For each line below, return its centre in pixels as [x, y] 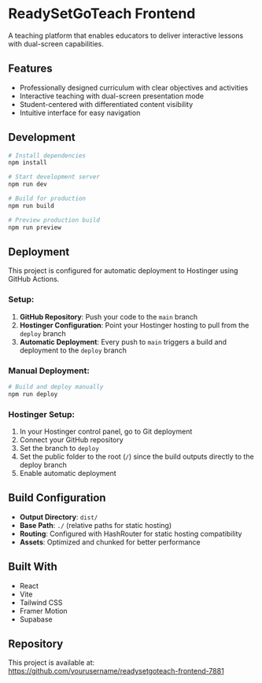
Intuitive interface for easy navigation [80, 113]
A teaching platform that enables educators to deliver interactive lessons [126, 35]
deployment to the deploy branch [73, 350]
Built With [33, 567]
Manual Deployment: [49, 371]
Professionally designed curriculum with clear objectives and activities [134, 87]
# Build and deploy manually [56, 386]
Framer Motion [44, 611]
